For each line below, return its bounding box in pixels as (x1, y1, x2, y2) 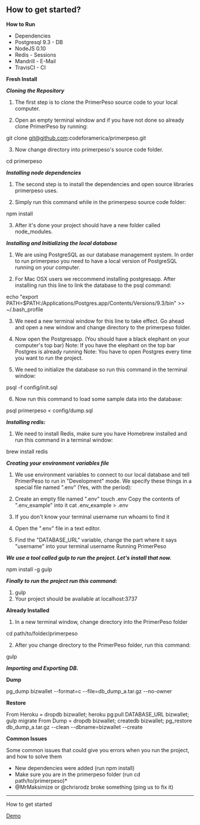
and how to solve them (6, 753, 62, 760)
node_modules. (14, 228, 53, 235)
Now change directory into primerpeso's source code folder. (14, 146, 164, 153)
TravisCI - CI (14, 64, 46, 71)
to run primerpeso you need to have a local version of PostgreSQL (14, 257, 177, 264)
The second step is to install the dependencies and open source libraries (14, 180, 193, 187)
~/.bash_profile (6, 305, 43, 313)
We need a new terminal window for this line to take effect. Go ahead (14, 317, 185, 325)
